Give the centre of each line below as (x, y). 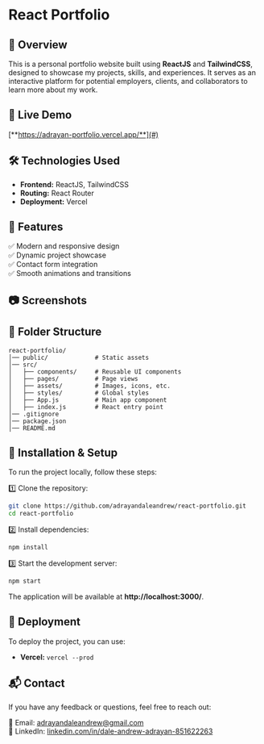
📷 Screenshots (47, 300)
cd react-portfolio (41, 514)
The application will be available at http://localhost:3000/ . (106, 596)
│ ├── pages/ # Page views (73, 378)
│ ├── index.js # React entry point (86, 407)
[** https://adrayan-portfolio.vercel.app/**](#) (84, 134)
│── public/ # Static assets (79, 357)
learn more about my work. (53, 90)
